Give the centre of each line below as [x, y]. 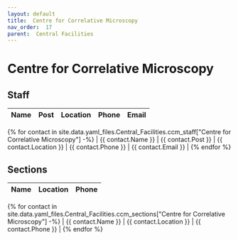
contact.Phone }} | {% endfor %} [55, 229]
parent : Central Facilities [50, 34]
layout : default [31, 14]
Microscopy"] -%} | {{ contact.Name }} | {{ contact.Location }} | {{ [104, 222]
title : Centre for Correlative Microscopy [73, 21]
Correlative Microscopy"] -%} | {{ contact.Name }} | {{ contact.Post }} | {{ [115, 140]
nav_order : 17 [30, 27]
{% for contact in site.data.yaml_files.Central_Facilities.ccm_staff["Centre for [119, 132]
